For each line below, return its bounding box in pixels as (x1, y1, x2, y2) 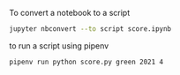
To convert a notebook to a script (9, 8, 131, 18)
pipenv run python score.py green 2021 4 (9, 57, 164, 66)
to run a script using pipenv (9, 40, 109, 51)
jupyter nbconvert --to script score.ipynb (9, 25, 172, 34)
